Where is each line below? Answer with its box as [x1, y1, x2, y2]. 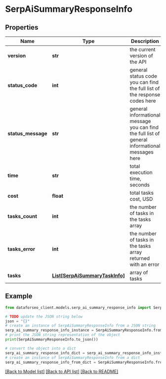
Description [130, 38, 159, 44]
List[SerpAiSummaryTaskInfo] [52, 272, 125, 279]
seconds [129, 181, 150, 188]
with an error [129, 261, 160, 268]
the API [129, 58, 147, 65]
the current [129, 46, 156, 53]
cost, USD [129, 196, 153, 202]
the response [129, 91, 161, 98]
